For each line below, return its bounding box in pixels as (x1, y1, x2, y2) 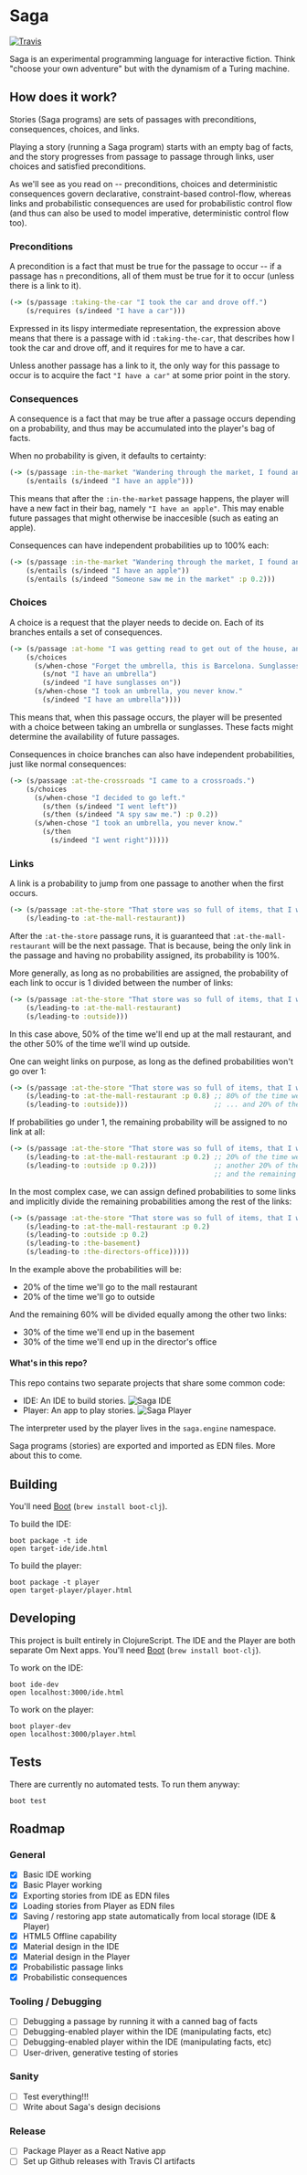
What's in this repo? (9, 1357, 88, 1368)
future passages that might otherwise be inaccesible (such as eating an (9, 512, 279, 523)
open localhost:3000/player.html (9, 1729, 137, 1738)
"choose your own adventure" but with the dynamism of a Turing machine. (9, 63, 291, 74)
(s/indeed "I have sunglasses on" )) (42, 678, 182, 688)
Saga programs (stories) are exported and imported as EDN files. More (9, 1441, 276, 1452)
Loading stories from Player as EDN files (22, 1900, 175, 1911)
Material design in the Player (22, 1951, 131, 1962)
